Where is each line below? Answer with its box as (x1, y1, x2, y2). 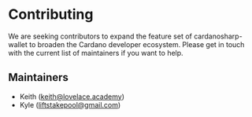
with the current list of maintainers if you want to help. (8, 48, 183, 57)
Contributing (8, 5, 94, 24)
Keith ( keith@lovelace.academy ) (19, 92, 124, 101)
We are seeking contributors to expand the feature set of (8, 31, 193, 41)
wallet (8, 39, 28, 49)
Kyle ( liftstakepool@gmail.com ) (19, 100, 121, 109)
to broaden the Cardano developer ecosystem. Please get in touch (28, 39, 245, 49)
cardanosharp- (194, 31, 243, 41)
